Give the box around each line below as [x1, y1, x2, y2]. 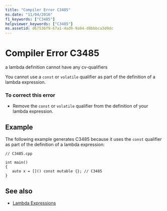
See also [5, 186, 33, 195]
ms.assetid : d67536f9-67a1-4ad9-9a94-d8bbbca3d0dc [5, 26, 114, 31]
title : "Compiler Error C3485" [5, 7, 71, 13]
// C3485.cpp [5, 151, 33, 156]
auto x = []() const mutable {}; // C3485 [12, 169, 102, 174]
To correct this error [5, 91, 55, 98]
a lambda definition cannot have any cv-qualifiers [5, 64, 108, 70]
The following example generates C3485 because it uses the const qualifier [5, 136, 162, 142]
